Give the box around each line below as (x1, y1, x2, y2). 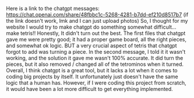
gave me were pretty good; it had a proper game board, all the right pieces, (6, 36, 187, 43)
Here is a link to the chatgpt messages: (6, 5, 100, 12)
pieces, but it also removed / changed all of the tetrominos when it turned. (6, 61, 184, 68)
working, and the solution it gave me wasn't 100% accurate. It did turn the (6, 55, 184, 61)
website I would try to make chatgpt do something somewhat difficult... (6, 23, 177, 30)
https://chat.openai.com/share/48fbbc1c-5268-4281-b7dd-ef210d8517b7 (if (6, 11, 189, 18)
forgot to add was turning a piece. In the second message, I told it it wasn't (6, 48, 186, 55)
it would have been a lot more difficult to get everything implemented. (6, 86, 173, 92)
